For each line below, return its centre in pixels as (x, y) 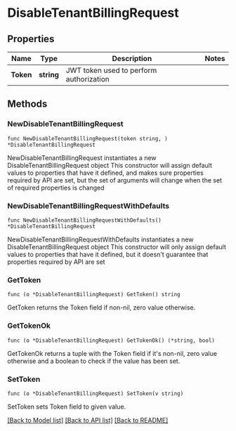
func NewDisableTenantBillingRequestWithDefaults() (84, 220)
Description (132, 59)
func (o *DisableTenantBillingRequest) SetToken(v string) (96, 393)
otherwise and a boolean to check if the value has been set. (94, 361)
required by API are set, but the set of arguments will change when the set (115, 180)
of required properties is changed (56, 187)
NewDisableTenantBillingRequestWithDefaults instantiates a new (100, 239)
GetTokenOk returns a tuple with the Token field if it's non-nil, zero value (112, 353)
